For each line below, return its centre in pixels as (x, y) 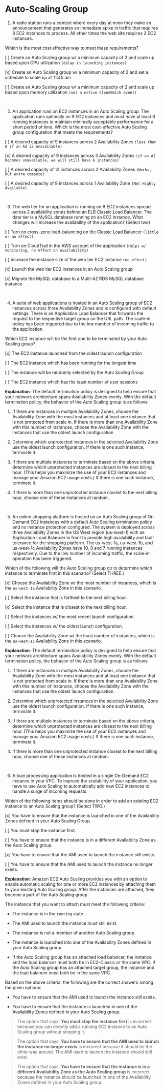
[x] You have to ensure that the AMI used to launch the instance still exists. (80, 854)
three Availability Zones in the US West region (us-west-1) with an (78, 532)
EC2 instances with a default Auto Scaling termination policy (91, 522)
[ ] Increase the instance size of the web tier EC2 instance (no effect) (76, 259)
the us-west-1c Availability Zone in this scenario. (54, 641)
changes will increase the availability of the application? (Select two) (81, 222)
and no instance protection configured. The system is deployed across (83, 527)
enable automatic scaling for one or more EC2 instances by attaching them (81, 884)
